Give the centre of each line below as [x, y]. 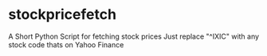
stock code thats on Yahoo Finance [66, 44]
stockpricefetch [63, 15]
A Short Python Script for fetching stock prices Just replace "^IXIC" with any [134, 36]
